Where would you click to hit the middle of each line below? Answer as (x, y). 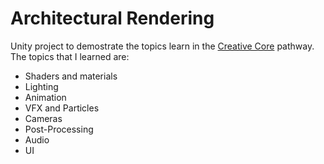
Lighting (41, 86)
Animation (45, 97)
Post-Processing (59, 129)
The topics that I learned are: (70, 56)
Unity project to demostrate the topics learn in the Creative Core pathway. (162, 46)
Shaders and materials (71, 76)
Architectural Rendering (112, 18)
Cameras (43, 118)
